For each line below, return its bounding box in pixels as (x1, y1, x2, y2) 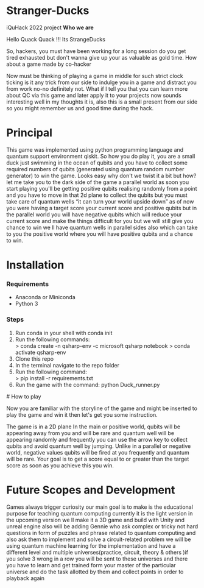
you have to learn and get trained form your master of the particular (6, 561, 176, 569)
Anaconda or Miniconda (15, 294, 76, 301)
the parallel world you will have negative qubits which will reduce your (6, 211, 183, 218)
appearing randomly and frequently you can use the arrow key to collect (6, 436, 188, 443)
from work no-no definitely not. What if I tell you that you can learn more (6, 85, 188, 92)
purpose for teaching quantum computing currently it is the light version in (6, 509, 193, 517)
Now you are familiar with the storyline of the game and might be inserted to (6, 405, 198, 412)
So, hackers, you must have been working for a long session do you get (6, 47, 186, 55)
